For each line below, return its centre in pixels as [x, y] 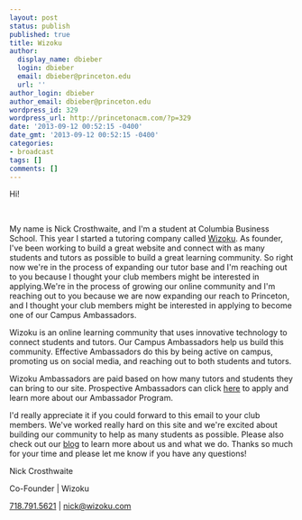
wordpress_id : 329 [44, 110]
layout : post [34, 18]
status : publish [40, 26]
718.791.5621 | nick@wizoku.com [70, 506]
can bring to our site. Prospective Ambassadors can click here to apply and [149, 388]
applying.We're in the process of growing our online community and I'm [142, 287]
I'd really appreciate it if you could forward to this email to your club [135, 415]
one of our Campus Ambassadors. [73, 315]
